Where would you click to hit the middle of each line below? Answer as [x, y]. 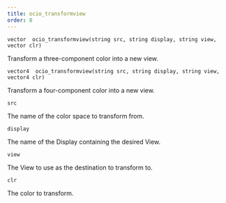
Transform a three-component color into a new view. [83, 58]
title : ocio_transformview [46, 14]
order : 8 [20, 20]
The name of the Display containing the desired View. [84, 142]
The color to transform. [40, 193]
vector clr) [24, 45]
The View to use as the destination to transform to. [80, 167]
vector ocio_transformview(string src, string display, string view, [112, 39]
